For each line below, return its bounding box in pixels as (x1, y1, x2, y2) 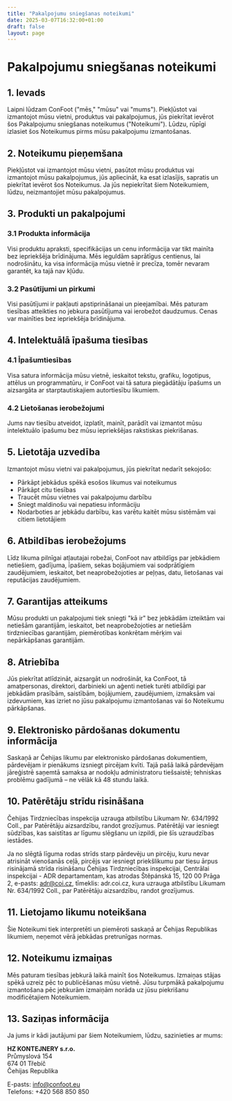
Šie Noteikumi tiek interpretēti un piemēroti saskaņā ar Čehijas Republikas (7, 925, 218, 933)
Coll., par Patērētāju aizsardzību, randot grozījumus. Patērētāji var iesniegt (7, 821, 220, 829)
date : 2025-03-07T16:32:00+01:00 (7, 17, 104, 24)
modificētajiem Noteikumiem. (7, 993, 91, 1001)
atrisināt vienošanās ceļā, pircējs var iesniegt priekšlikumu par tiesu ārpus (7, 857, 218, 865)
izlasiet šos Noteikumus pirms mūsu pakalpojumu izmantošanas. (7, 128, 192, 136)
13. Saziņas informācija (7, 1013, 109, 1025)
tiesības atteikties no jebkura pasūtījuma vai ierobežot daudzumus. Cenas (7, 307, 218, 315)
